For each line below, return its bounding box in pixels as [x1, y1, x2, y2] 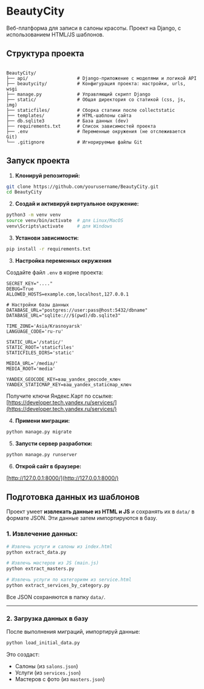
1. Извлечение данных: [6, 530, 78, 538]
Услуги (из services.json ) [15, 669, 81, 676]
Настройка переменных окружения [15, 257, 112, 264]
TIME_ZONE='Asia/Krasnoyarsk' [6, 323, 83, 329]
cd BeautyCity [6, 189, 42, 195]
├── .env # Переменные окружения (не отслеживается [6, 128, 186, 134]
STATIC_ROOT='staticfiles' [6, 344, 75, 350]
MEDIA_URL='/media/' [6, 360, 59, 366]
